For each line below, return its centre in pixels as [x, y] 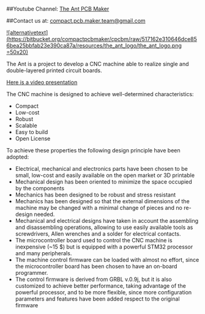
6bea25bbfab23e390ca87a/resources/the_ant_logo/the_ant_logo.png [94, 46]
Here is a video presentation [42, 82]
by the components [40, 188]
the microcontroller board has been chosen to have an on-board [96, 266]
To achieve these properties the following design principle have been [93, 150]
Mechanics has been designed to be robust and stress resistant [95, 195]
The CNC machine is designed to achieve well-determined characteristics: [100, 94]
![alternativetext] [27, 32]
